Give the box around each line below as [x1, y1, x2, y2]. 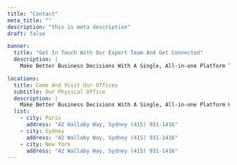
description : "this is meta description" [7, 23, 131, 30]
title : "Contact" [7, 10, 59, 18]
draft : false [7, 30, 46, 37]
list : [13, 108, 30, 115]
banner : [7, 43, 30, 50]
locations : [7, 75, 39, 82]
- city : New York [20, 140, 71, 148]
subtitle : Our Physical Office [13, 88, 106, 95]
